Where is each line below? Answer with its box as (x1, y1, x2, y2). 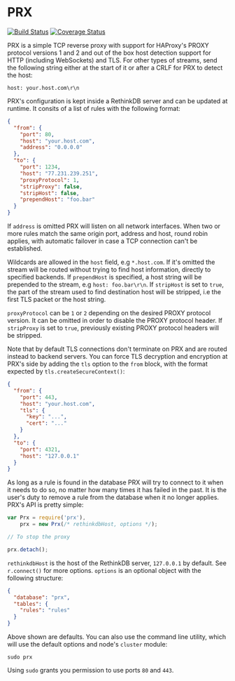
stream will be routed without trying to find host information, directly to (7, 265, 211, 274)
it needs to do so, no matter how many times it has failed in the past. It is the (7, 486, 227, 494)
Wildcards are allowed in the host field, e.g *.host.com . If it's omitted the (7, 258, 215, 267)
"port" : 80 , (20, 131, 55, 138)
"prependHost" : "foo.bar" (20, 196, 96, 204)
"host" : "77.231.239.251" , (20, 170, 99, 177)
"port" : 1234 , (20, 164, 61, 171)
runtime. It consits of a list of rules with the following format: (7, 104, 180, 112)
